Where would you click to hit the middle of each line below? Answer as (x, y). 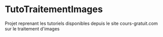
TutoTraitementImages (54, 9)
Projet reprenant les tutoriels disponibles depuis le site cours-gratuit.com (81, 23)
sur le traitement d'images (32, 28)
